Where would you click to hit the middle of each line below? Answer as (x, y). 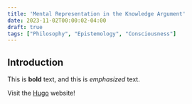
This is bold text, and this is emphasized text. (74, 79)
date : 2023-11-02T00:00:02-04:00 (57, 21)
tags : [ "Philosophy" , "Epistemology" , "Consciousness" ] (92, 34)
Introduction (36, 62)
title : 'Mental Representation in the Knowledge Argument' (97, 14)
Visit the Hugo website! (42, 93)
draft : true (25, 27)
